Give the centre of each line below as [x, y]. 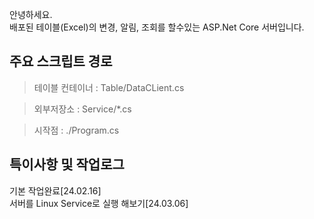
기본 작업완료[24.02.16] [55, 190]
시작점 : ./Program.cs [76, 130]
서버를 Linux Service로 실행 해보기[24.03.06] [99, 203]
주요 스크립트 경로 [61, 61]
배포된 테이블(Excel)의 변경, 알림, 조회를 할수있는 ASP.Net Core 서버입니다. [157, 27]
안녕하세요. [31, 14]
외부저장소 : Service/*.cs [82, 109]
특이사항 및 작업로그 [67, 164]
